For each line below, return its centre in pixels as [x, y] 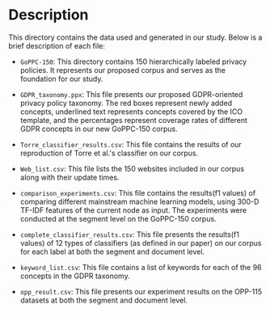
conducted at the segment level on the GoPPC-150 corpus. [118, 218]
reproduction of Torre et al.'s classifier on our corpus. [109, 153]
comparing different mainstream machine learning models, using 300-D [139, 201]
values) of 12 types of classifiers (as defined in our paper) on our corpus [141, 243]
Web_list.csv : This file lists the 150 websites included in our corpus [132, 168]
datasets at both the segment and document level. [104, 300]
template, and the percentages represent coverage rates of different [134, 120]
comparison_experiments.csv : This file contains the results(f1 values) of [138, 192]
